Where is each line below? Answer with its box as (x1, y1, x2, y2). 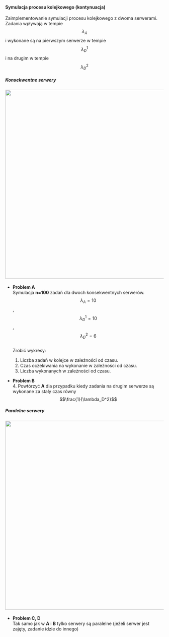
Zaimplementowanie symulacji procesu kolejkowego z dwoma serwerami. (5, 15, 157, 21)
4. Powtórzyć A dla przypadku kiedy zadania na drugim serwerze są (12, 383, 154, 389)
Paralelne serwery (5, 408, 45, 414)
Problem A (12, 284, 35, 290)
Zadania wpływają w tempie (5, 21, 63, 27)
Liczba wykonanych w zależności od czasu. (20, 368, 111, 374)
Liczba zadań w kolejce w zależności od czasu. (20, 357, 118, 363)
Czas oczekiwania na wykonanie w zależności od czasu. (20, 362, 137, 368)
